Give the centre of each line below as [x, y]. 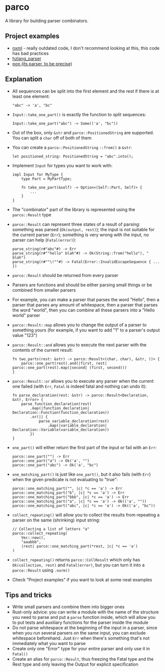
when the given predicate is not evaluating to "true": [65, 479]
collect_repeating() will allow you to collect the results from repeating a [86, 515]
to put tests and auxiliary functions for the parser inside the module [80, 623]
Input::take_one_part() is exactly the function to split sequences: [79, 114]
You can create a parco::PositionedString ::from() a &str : [72, 147]
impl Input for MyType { [38, 174]
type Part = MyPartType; [47, 179]
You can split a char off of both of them [52, 138]
